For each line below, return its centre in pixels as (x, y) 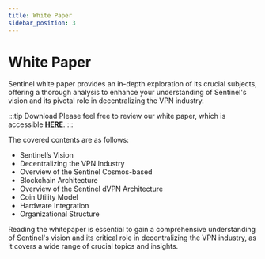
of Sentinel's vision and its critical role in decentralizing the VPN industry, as (132, 238)
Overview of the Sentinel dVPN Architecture (91, 189)
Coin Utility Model (49, 197)
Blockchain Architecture (59, 181)
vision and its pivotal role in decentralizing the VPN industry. (106, 101)
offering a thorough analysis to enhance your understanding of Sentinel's (127, 93)
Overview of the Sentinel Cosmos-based (86, 172)
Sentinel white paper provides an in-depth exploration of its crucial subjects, (132, 84)
